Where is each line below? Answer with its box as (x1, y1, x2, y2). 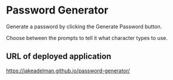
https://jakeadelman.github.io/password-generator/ (6, 67, 130, 74)
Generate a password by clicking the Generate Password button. (6, 23, 162, 30)
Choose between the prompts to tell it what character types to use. (6, 34, 168, 41)
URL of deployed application (6, 51, 111, 62)
